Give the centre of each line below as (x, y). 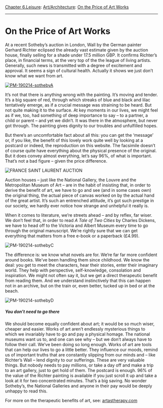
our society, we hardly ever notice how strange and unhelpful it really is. (77, 205)
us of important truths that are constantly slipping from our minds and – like (80, 354)
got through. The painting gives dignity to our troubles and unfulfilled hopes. (81, 126)
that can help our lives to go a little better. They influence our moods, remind (81, 350)
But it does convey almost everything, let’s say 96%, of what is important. (78, 156)
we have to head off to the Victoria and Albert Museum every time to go (77, 225)
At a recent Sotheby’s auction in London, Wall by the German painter (73, 45)
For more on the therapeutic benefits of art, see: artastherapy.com (71, 400)
